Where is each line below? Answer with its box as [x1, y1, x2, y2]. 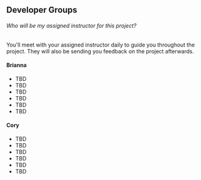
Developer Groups [6, 5, 78, 15]
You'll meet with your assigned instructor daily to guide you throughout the [6, 41, 195, 48]
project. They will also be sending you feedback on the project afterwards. [6, 47, 194, 54]
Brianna [6, 61, 27, 69]
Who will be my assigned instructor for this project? [6, 21, 137, 29]
